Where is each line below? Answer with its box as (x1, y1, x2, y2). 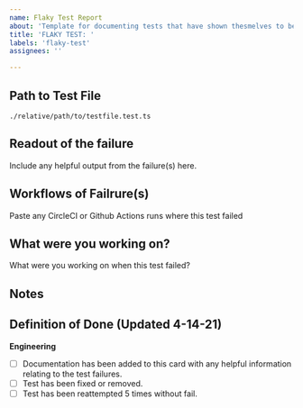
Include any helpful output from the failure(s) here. (9, 159, 197, 171)
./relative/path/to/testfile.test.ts (9, 112, 151, 121)
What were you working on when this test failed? (9, 260, 191, 271)
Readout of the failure (9, 136, 133, 151)
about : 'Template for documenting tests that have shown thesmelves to (9, 22, 284, 31)
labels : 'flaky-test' (9, 38, 91, 48)
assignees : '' (9, 47, 63, 56)
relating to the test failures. (22, 368, 123, 379)
